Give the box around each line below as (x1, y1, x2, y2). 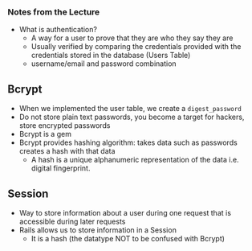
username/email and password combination (30, 59, 177, 68)
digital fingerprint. (30, 163, 91, 173)
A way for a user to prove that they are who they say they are (30, 33, 234, 43)
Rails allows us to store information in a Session (18, 224, 177, 235)
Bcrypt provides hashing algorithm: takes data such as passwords (18, 138, 238, 147)
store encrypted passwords (18, 121, 111, 130)
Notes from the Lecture (7, 6, 100, 18)
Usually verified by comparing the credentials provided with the (30, 42, 242, 51)
